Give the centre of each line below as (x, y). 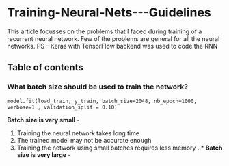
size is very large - (44, 154)
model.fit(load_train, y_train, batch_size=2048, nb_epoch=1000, (102, 101)
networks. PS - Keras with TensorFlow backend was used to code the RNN (112, 46)
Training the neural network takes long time (78, 133)
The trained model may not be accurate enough (84, 140)
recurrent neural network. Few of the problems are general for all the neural (113, 38)
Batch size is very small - (43, 120)
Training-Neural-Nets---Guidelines (109, 13)
